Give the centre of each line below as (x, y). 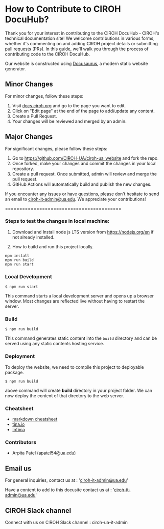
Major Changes (29, 137)
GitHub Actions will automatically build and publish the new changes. (82, 184)
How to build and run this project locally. (53, 246)
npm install (17, 256)
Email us (18, 468)
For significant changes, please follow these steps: (56, 148)
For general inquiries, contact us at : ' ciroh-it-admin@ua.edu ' (67, 480)
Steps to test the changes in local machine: (58, 221)
